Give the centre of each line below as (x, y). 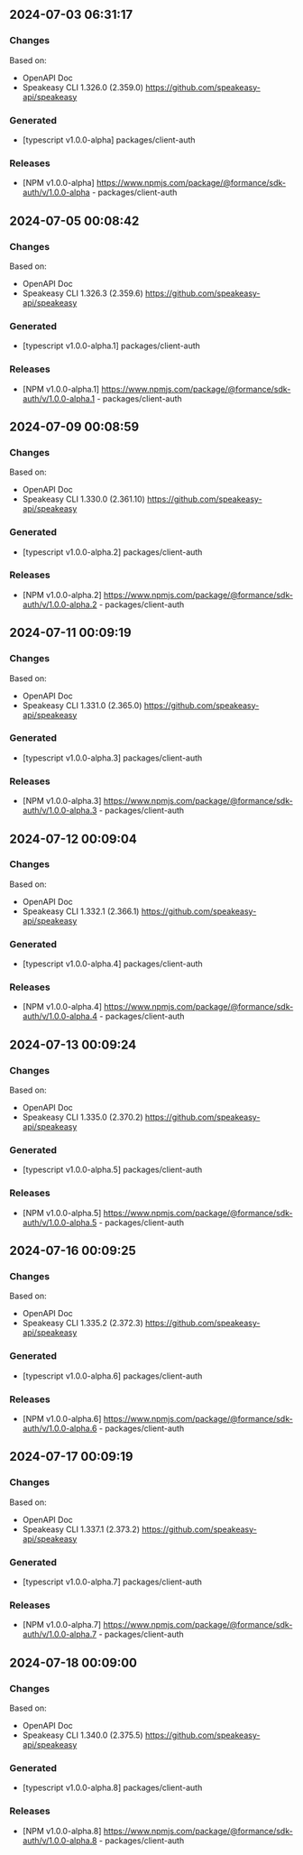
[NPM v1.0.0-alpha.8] (62, 1831)
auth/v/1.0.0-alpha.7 (60, 1634)
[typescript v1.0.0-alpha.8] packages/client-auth (112, 1788)
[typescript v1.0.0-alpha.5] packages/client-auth (112, 1170)
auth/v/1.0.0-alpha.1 (59, 398)
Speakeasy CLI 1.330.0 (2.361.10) (84, 499)
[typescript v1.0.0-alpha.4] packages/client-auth (112, 964)
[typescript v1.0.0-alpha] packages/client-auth (109, 140)
